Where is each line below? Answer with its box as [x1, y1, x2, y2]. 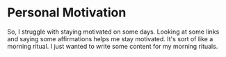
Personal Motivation [7, 5, 127, 21]
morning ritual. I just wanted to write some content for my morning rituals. [7, 42, 218, 50]
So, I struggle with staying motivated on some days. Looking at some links [7, 27, 220, 36]
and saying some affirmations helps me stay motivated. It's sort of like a [7, 34, 213, 43]
